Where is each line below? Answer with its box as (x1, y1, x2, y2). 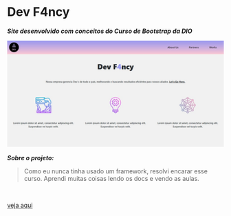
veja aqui (7, 201, 33, 210)
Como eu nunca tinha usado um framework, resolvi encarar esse (23, 167, 208, 175)
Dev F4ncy (7, 4, 70, 20)
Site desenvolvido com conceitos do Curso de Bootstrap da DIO (7, 27, 192, 35)
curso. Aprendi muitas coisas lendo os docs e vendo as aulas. (23, 175, 199, 183)
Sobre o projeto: (7, 154, 54, 162)
